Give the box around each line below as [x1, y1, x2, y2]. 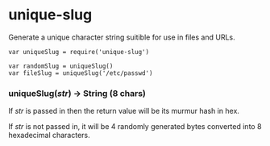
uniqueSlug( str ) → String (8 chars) [8, 87, 147, 98]
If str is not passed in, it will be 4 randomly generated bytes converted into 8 [8, 122, 262, 131]
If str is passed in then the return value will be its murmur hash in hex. [8, 106, 240, 116]
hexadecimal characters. [8, 131, 90, 140]
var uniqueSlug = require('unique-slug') [8, 48, 150, 56]
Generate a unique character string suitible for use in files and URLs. [8, 32, 235, 42]
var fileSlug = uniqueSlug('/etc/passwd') [8, 69, 153, 77]
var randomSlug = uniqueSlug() [8, 62, 114, 70]
